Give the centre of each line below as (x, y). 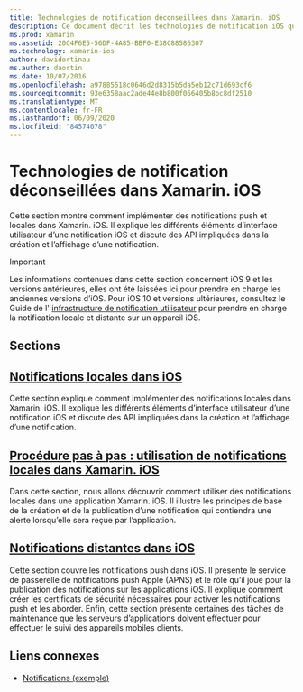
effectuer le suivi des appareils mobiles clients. (96, 627)
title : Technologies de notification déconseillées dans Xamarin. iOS (145, 18)
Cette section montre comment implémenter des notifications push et (138, 215)
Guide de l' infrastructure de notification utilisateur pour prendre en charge (148, 308)
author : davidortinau (50, 60)
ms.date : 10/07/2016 (48, 77)
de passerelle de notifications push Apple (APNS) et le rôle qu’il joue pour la (150, 579)
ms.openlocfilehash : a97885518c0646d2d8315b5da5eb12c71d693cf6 (131, 85)
